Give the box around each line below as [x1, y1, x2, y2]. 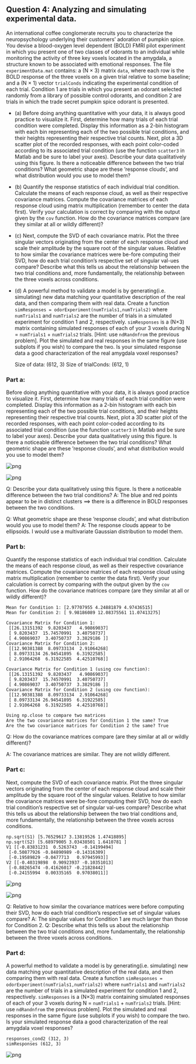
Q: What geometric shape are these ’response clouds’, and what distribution [6, 516, 189, 523]
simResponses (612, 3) [6, 1041, 61, 1047]
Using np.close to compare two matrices [6, 713, 106, 719]
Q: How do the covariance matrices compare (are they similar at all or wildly [6, 733, 189, 740]
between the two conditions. [6, 504, 75, 511]
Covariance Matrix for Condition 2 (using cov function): [6, 687, 150, 693]
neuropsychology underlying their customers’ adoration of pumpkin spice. [6, 35, 185, 43]
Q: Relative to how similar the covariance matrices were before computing [6, 903, 184, 910]
